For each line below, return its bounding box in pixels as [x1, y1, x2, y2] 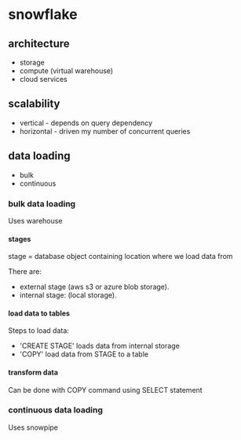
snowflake [8, 6, 78, 24]
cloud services [19, 75, 68, 83]
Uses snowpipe [8, 423, 59, 432]
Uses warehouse [8, 216, 63, 225]
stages [8, 234, 31, 243]
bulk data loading [8, 198, 76, 209]
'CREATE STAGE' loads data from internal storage [19, 341, 181, 351]
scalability [8, 97, 60, 111]
